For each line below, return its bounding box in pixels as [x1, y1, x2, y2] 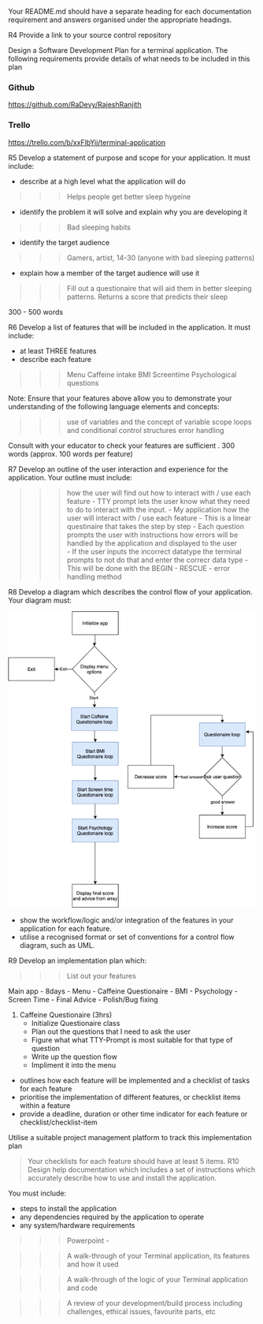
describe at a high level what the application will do [19, 177, 187, 186]
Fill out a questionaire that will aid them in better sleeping [66, 283, 252, 293]
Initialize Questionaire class [31, 1019, 120, 1028]
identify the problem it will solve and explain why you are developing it [19, 207, 248, 216]
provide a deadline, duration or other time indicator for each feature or [19, 1110, 248, 1119]
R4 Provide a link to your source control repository [8, 31, 172, 39]
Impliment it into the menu [31, 1061, 117, 1070]
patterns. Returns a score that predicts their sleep [66, 292, 228, 301]
